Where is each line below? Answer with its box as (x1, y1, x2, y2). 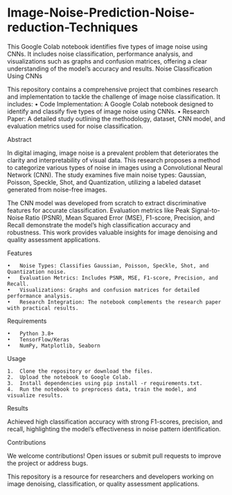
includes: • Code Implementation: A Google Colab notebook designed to (7, 100, 213, 108)
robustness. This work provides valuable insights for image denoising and (7, 228, 218, 236)
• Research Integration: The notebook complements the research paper (7, 299, 222, 306)
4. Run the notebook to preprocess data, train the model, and (7, 386, 197, 393)
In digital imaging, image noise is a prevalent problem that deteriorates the (7, 149, 220, 157)
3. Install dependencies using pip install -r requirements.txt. (7, 380, 203, 386)
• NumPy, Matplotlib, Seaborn (7, 342, 100, 349)
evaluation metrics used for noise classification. (7, 122, 143, 130)
